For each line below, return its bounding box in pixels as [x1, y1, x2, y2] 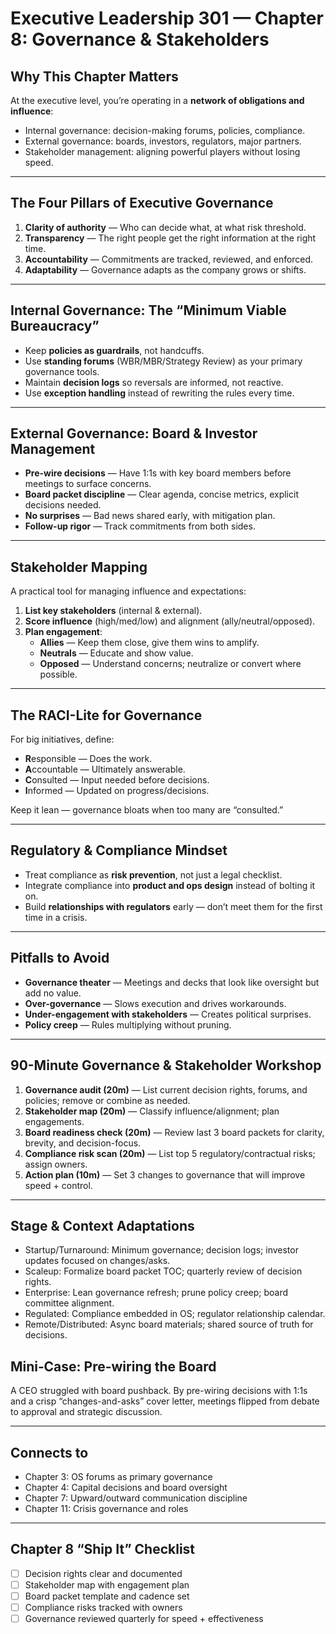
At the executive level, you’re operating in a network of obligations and [10, 95, 305, 106]
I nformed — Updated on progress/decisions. [24, 785, 210, 797]
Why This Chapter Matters [10, 68, 179, 85]
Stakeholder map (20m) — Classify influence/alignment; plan [24, 1105, 280, 1117]
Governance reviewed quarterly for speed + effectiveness [24, 1613, 264, 1624]
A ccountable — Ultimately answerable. [24, 763, 186, 776]
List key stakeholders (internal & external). [24, 605, 203, 617]
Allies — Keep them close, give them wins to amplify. [39, 637, 260, 649]
